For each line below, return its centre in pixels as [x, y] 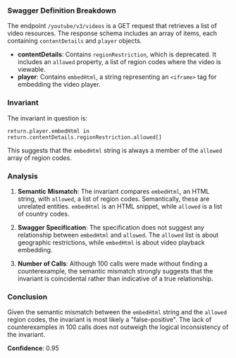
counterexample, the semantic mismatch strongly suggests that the [115, 271]
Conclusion [27, 297]
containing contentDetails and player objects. [75, 41]
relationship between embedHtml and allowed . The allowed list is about [118, 235]
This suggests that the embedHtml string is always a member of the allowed [115, 150]
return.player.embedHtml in [49, 131]
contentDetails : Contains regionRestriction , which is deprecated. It [117, 54]
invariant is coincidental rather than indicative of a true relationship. [115, 278]
